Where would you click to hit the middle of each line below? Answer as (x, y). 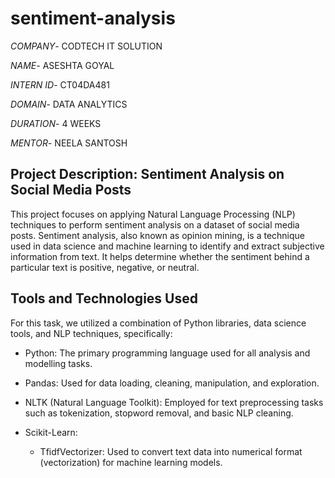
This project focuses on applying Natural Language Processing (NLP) (153, 214)
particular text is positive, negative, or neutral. (105, 267)
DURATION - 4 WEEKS (56, 123)
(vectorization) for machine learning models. (131, 462)
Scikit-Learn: (51, 432)
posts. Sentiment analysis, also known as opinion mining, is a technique (157, 235)
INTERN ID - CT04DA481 (60, 84)
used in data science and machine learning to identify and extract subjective (167, 246)
